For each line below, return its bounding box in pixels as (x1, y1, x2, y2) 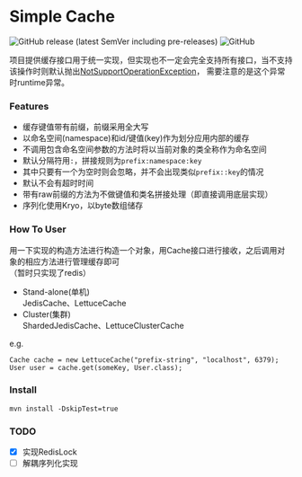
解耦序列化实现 (22, 458, 78, 469)
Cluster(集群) (22, 308, 72, 320)
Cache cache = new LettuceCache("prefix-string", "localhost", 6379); (9, 355, 280, 365)
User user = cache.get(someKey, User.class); (9, 363, 182, 372)
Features (9, 100, 49, 112)
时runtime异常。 (9, 76, 70, 87)
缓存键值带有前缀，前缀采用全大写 (22, 121, 149, 132)
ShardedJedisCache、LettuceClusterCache (22, 320, 184, 331)
